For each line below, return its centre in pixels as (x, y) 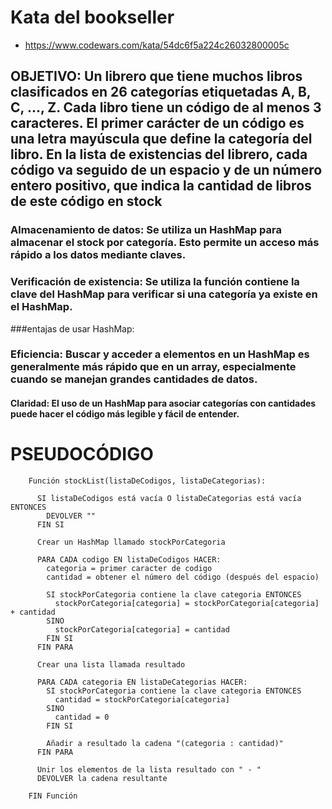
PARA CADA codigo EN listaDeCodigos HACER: (129, 560)
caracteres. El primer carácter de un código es (157, 123)
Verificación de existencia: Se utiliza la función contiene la (155, 282)
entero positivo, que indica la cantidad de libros (161, 186)
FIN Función (53, 796)
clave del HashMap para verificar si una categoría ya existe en (164, 294)
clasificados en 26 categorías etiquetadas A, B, (161, 92)
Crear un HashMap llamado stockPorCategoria (131, 542)
